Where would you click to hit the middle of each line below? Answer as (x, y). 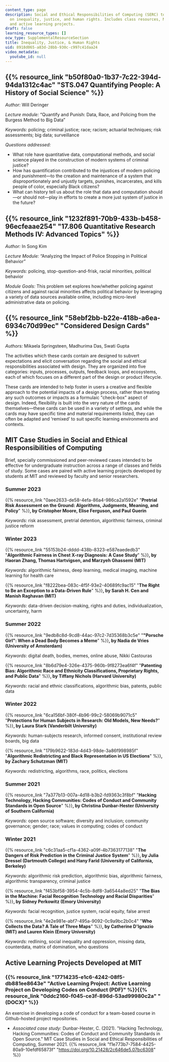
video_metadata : (22, 52)
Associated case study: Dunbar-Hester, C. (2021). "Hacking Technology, (88, 1028)
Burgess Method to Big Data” (35, 120)
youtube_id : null (28, 57)
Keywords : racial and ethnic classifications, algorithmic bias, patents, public (84, 686)
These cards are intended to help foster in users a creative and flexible (78, 387)
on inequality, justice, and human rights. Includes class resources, (85, 19)
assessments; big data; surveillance (42, 135)
